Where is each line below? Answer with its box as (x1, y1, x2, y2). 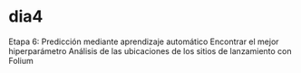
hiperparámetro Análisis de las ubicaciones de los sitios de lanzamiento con (8, 45, 292, 56)
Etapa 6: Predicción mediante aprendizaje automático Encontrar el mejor (8, 36, 279, 47)
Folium (8, 55, 34, 66)
